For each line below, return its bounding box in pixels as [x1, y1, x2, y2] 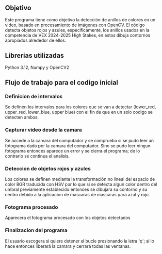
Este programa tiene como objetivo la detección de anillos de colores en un [5, 17, 156, 22]
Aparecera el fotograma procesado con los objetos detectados [5, 215, 130, 220]
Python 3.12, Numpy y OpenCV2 [5, 64, 69, 70]
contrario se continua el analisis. [5, 153, 70, 159]
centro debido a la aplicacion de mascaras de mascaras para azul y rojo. [5, 191, 150, 197]
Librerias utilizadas [5, 51, 64, 60]
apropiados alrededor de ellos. [5, 37, 66, 43]
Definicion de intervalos [5, 93, 63, 100]
